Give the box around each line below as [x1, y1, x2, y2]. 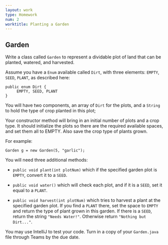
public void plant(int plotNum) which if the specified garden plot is [12, 167, 157, 173]
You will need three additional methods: [5, 157, 88, 163]
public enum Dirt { [5, 84, 47, 89]
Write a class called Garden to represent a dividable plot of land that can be [5, 54, 161, 60]
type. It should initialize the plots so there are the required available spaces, [5, 123, 163, 129]
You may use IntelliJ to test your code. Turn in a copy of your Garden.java [5, 229, 159, 235]
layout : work [5, 7, 33, 13]
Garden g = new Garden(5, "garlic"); [5, 148, 85, 153]
